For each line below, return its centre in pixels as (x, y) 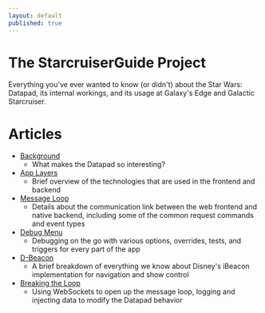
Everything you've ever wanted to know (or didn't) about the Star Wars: (125, 85)
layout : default (35, 16)
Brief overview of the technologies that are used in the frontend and (143, 181)
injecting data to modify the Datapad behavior (107, 300)
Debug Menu (41, 232)
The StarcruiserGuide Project (107, 63)
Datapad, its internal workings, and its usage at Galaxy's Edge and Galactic (132, 93)
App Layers (39, 173)
